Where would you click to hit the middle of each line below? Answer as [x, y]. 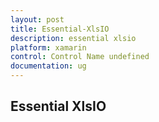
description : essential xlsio [73, 38]
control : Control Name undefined [80, 57]
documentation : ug [48, 66]
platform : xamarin [48, 47]
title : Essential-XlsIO [60, 29]
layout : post [37, 19]
